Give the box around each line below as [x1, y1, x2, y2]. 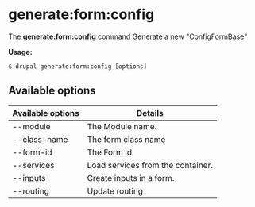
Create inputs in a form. [87, 172, 175, 183]
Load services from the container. [87, 159, 213, 171]
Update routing [87, 185, 143, 196]
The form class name [87, 133, 166, 144]
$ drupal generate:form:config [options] [8, 62, 148, 71]
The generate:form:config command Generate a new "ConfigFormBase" [8, 32, 248, 41]
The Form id [87, 147, 133, 158]
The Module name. [87, 121, 157, 132]
